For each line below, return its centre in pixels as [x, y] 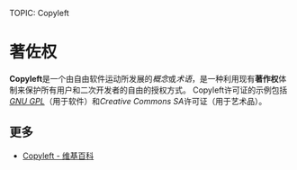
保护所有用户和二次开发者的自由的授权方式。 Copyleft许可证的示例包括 [156, 90]
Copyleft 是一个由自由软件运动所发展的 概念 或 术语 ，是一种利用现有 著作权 [144, 78]
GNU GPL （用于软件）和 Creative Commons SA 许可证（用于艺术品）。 [138, 101]
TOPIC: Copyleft [39, 13]
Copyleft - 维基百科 [58, 156]
